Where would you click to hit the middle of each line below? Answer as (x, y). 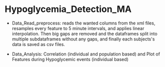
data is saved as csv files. (38, 44)
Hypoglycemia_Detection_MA (68, 9)
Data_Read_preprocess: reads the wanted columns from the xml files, (83, 23)
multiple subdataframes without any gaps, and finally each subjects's (83, 39)
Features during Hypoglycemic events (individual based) (70, 59)
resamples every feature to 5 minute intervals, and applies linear (78, 28)
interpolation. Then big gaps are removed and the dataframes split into (85, 33)
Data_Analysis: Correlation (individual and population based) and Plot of (86, 54)
